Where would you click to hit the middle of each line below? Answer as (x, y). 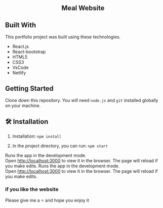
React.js (20, 47)
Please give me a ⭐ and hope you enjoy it (47, 201)
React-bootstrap (29, 52)
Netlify (19, 73)
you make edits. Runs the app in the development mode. (62, 166)
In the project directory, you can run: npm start (60, 146)
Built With (20, 25)
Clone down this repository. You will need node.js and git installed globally (82, 101)
